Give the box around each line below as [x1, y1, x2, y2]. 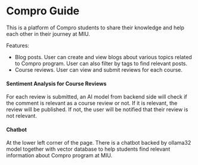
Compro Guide [6, 4, 79, 18]
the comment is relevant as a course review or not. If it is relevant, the [6, 100, 178, 107]
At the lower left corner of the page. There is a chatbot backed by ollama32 [6, 139, 191, 146]
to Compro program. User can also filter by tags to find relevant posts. [14, 60, 188, 67]
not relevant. [6, 112, 38, 120]
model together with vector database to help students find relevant [6, 145, 171, 153]
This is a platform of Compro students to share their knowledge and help [6, 24, 185, 31]
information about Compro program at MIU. [6, 152, 113, 159]
